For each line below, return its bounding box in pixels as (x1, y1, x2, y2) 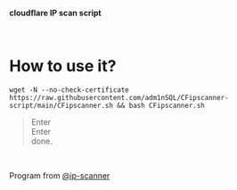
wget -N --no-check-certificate (9, 85, 129, 95)
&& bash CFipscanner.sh (117, 101, 205, 110)
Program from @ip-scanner (9, 169, 110, 181)
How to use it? (9, 56, 117, 77)
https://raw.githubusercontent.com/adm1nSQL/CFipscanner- (9, 93, 229, 102)
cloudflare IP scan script (9, 8, 102, 18)
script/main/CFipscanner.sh (9, 101, 114, 110)
